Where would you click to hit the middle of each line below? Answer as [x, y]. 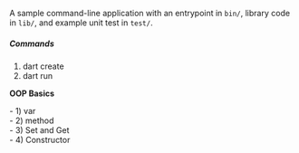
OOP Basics [32, 93]
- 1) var [23, 110]
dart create [43, 66]
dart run [38, 75]
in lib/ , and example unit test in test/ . [81, 23]
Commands [32, 43]
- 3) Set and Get [39, 129]
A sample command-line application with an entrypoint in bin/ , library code [150, 13]
